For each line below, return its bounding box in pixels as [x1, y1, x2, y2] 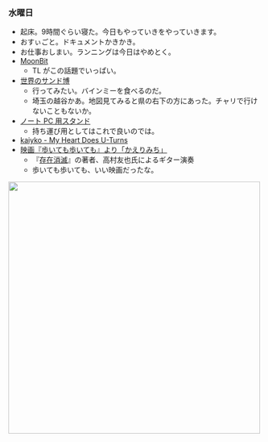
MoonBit [19, 56, 48, 66]
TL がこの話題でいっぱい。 [31, 66, 121, 76]
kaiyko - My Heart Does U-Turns [19, 136, 129, 145]
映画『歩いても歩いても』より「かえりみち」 [19, 145, 167, 155]
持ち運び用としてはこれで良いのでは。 [31, 127, 159, 136]
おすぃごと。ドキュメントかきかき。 [19, 37, 140, 47]
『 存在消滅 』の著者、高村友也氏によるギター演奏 [31, 155, 195, 165]
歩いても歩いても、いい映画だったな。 [31, 165, 159, 175]
